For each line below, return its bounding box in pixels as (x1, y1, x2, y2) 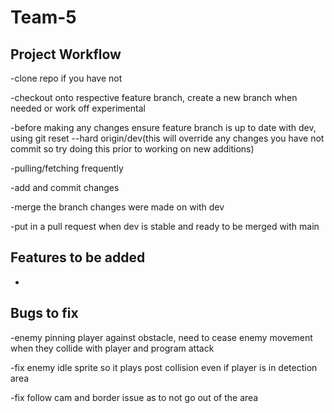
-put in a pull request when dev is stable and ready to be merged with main (10, 221, 320, 232)
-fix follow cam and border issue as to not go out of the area (10, 391, 259, 403)
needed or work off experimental (10, 102, 146, 114)
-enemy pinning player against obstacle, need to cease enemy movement (10, 331, 313, 343)
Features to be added (10, 249, 146, 266)
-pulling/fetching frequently (10, 162, 124, 174)
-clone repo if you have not (10, 72, 123, 84)
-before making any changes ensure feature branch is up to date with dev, (10, 122, 317, 133)
